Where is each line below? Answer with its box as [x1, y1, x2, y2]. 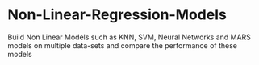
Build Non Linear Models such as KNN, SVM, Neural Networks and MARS [7, 32, 252, 42]
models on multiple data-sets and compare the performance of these [7, 40, 238, 50]
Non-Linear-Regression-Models [7, 6, 227, 24]
